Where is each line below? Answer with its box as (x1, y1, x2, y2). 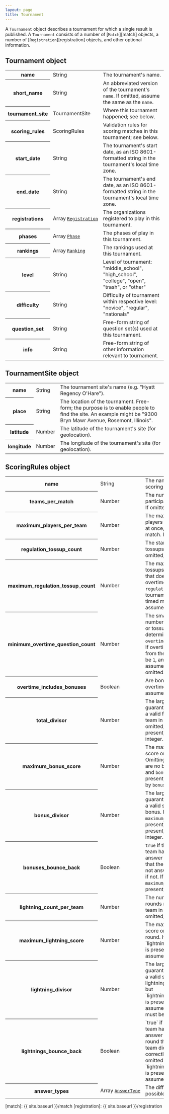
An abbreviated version (103, 79, 158, 87)
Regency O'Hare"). (60, 389, 105, 396)
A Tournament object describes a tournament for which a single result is (5, 26, 152, 32)
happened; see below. (103, 113, 155, 120)
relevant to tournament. (103, 352, 158, 359)
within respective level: (103, 298, 157, 305)
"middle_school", (103, 265, 143, 272)
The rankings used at (103, 244, 153, 251)
